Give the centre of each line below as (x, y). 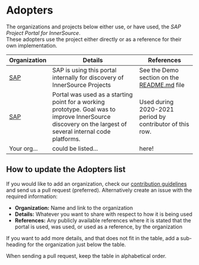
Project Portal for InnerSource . (44, 33)
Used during (156, 102)
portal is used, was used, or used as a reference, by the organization (98, 227)
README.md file (162, 85)
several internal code (81, 131)
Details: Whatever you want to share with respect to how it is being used (103, 214)
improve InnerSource (81, 117)
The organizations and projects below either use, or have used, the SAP (94, 27)
